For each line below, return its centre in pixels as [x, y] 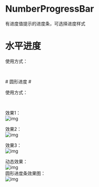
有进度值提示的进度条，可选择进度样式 [45, 23]
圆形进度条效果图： [25, 173]
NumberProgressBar [50, 9]
